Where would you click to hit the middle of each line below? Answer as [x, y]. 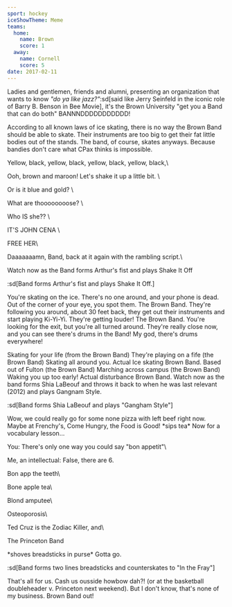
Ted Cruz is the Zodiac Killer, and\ [55, 527]
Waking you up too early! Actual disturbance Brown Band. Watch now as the [116, 377]
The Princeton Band [36, 540]
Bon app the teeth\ [34, 473]
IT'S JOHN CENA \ [34, 230]
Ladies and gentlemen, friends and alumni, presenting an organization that [113, 92]
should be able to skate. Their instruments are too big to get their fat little [111, 134]
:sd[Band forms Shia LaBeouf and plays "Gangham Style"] [90, 405]
